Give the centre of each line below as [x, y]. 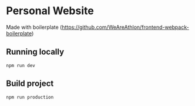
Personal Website [50, 11]
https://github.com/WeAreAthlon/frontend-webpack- [125, 27]
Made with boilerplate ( [34, 27]
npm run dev [21, 65]
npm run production [30, 97]
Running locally [35, 52]
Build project [30, 84]
